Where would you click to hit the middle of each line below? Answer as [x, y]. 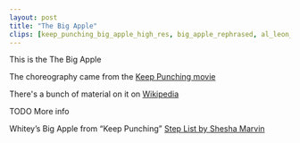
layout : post [33, 17]
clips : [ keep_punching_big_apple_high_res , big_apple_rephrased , [133, 34]
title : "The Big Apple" [54, 26]
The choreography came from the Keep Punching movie [112, 77]
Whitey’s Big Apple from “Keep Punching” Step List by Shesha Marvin [137, 129]
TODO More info [39, 112]
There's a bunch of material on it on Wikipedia [94, 94]
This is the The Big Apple [55, 60]
